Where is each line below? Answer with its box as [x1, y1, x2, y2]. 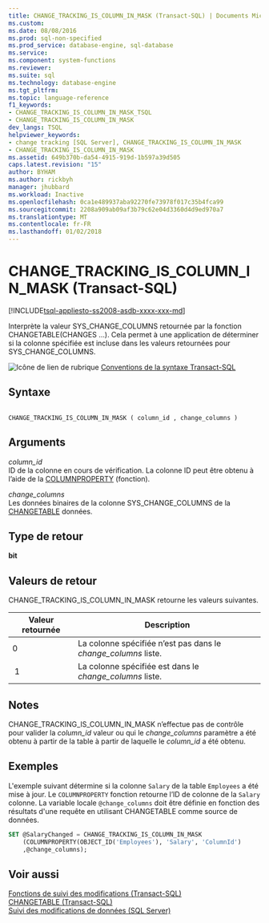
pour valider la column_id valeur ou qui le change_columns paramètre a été [8, 728, 256, 737]
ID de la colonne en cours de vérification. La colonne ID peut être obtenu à [8, 466, 255, 475]
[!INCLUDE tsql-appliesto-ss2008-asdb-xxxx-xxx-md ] [8, 305, 186, 315]
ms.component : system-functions [8, 57, 116, 65]
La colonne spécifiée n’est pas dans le [77, 638, 222, 649]
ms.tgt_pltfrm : [8, 86, 59, 95]
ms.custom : [8, 19, 45, 27]
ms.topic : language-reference [8, 94, 110, 102]
